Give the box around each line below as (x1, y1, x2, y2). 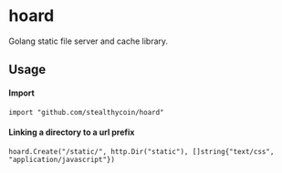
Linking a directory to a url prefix (8, 127, 135, 137)
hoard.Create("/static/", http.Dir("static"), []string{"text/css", (8, 147, 275, 156)
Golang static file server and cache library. (8, 36, 169, 46)
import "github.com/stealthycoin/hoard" (8, 107, 165, 117)
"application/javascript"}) (8, 155, 116, 164)
